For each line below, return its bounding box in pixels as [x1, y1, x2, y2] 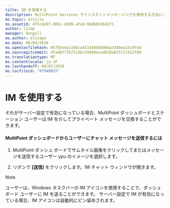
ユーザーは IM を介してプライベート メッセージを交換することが [24, 116, 157, 122]
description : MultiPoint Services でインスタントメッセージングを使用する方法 [5, 12, 159, 17]
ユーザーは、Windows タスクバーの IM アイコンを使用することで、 [5, 185, 144, 191]
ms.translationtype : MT [5, 54, 56, 60]
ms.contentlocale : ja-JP [5, 59, 58, 64]
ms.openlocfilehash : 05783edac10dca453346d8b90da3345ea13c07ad [5, 45, 142, 50]
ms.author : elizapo [5, 36, 47, 41]
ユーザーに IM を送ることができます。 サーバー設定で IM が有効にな [19, 191, 160, 197]
